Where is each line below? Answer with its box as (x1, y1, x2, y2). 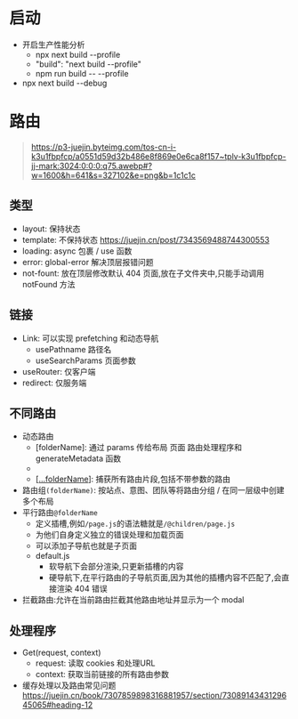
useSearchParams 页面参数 (35, 355, 136, 366)
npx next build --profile (35, 49, 121, 60)
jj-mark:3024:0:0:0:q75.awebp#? (30, 160, 153, 171)
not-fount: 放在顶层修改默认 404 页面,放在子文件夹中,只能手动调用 (21, 268, 265, 279)
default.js (35, 551, 70, 561)
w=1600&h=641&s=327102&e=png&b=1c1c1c (30, 170, 196, 181)
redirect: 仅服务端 (21, 377, 87, 388)
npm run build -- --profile (35, 68, 129, 78)
